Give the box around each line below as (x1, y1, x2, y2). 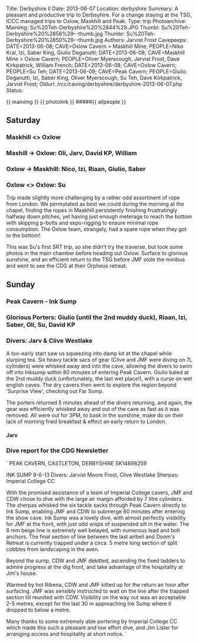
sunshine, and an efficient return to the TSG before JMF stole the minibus (6, 256, 185, 263)
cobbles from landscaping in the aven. (6, 545, 99, 552)
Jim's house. (6, 570, 37, 577)
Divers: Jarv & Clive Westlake (6, 336, 93, 345)
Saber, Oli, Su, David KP (6, 320, 76, 329)
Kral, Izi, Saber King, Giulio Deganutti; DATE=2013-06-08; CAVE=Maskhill (6, 49, 185, 56)
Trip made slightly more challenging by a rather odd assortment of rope (6, 194, 180, 201)
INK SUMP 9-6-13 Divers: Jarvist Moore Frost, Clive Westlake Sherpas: (6, 471, 179, 478)
